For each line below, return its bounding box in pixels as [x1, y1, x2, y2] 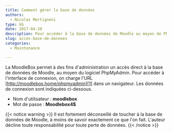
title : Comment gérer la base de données [5, 7, 95, 13]
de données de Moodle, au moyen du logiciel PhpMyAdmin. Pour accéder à [5, 70, 165, 76]
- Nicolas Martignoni [10, 17, 56, 22]
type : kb [5, 21, 24, 27]
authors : [5, 12, 24, 17]
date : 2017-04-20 [5, 27, 42, 32]
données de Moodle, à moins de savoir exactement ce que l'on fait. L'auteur [5, 116, 165, 123]
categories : [5, 41, 31, 46]
